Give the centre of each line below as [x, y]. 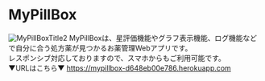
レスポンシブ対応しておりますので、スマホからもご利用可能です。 [117, 58]
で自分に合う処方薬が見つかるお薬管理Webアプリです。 [100, 48]
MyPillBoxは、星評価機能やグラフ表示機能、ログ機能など [163, 38]
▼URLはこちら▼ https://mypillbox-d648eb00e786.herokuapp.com [120, 68]
